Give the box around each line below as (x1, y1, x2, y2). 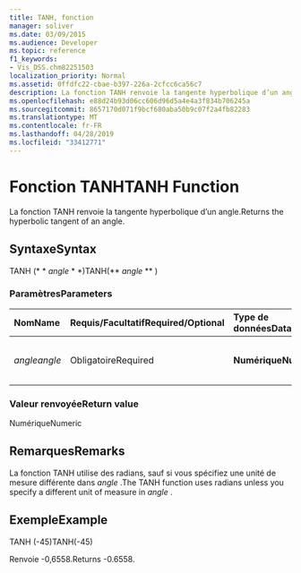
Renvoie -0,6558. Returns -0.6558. (9, 553, 135, 564)
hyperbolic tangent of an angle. (9, 216, 125, 227)
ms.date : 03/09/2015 (9, 30, 87, 38)
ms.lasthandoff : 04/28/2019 (9, 130, 115, 139)
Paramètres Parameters (9, 287, 113, 300)
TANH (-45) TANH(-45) (9, 536, 93, 547)
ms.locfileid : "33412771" (9, 138, 106, 147)
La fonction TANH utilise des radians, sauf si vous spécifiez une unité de (9, 467, 276, 478)
